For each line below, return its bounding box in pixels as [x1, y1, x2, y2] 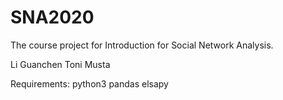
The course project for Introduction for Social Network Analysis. [10, 39, 274, 51]
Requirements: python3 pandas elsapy [10, 77, 169, 90]
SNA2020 [10, 6, 95, 29]
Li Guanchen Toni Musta [10, 58, 111, 70]
